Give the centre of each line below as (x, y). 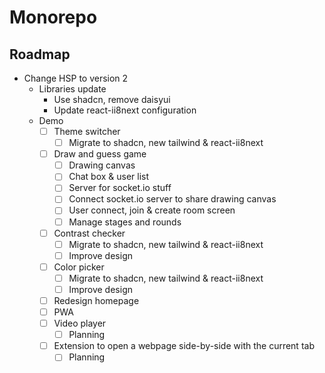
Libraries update (72, 89)
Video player (80, 323)
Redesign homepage (96, 300)
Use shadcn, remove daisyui (112, 99)
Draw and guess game (100, 154)
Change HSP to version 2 (76, 78)
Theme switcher (87, 131)
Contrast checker (89, 233)
